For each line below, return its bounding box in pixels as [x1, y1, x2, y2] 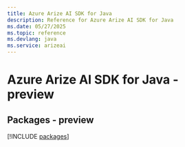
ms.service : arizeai [7, 42, 67, 49]
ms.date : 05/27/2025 [7, 23, 67, 30]
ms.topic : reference [7, 29, 67, 37]
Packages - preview [7, 114, 94, 126]
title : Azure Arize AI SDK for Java [7, 10, 112, 17]
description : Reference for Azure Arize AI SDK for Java [7, 17, 174, 23]
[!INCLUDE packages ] [7, 133, 69, 140]
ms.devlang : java [7, 36, 57, 43]
